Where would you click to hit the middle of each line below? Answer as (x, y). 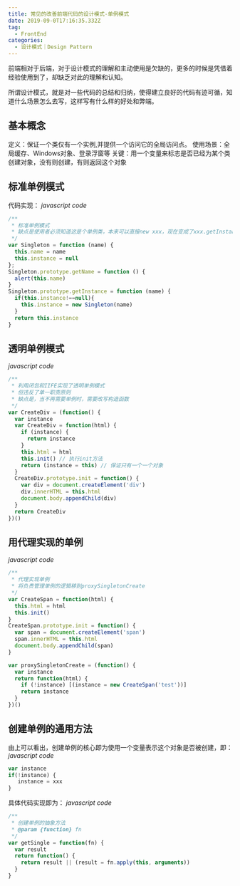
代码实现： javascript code (48, 205)
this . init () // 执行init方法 (62, 459)
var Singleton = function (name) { (61, 245)
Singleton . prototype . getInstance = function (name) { (90, 292)
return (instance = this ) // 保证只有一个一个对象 (92, 465)
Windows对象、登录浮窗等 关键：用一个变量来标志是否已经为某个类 (131, 153)
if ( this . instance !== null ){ (54, 298)
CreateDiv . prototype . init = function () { (77, 479)
